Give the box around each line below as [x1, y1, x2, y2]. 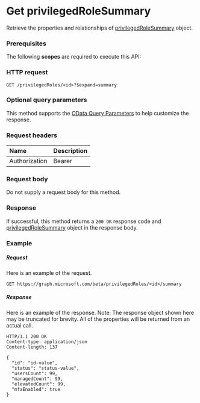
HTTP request [6, 68, 48, 77]
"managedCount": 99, [11, 376, 63, 382]
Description [53, 147, 88, 155]
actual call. [6, 321, 33, 329]
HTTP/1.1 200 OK [6, 334, 47, 340]
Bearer [53, 157, 72, 166]
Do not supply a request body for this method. [6, 189, 121, 196]
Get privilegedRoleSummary [6, 4, 151, 18]
